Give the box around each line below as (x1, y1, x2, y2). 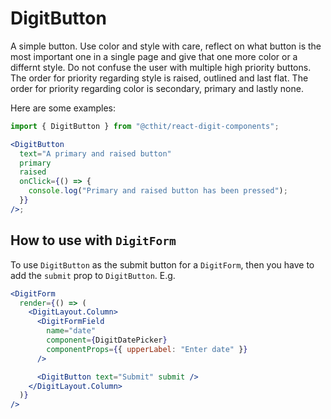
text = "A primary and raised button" (19, 148, 172, 159)
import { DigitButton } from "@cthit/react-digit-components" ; (10, 121, 280, 131)
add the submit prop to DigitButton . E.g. (10, 269, 176, 281)
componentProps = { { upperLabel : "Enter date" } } (46, 344, 248, 354)
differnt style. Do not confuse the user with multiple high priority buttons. (10, 61, 312, 73)
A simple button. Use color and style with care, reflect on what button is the (10, 40, 322, 52)
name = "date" (46, 326, 97, 336)
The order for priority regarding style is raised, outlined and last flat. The (10, 72, 309, 84)
